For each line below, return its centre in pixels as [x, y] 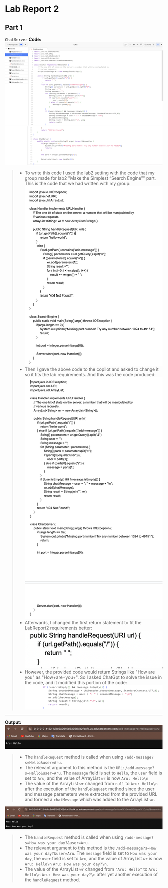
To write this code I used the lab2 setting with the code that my [90, 173]
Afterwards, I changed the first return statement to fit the [83, 623]
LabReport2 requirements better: [58, 628]
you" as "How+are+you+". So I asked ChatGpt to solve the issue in [93, 677]
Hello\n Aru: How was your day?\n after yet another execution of [91, 875]
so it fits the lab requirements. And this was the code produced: [90, 374]
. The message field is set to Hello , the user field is [111, 773]
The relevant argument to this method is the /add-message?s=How [90, 848]
